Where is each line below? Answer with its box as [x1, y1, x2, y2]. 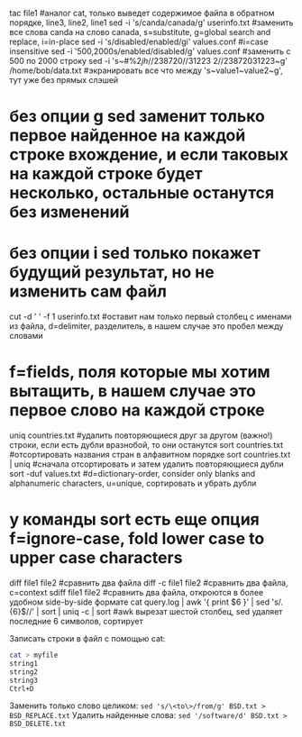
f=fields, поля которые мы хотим [9, 362, 270, 382]
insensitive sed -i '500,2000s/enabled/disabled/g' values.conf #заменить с [9, 46, 291, 57]
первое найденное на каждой [9, 125, 246, 146]
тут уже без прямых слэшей [9, 75, 119, 85]
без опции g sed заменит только [9, 106, 266, 127]
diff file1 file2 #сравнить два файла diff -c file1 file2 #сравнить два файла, [9, 578, 288, 588]
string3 [9, 676, 39, 685]
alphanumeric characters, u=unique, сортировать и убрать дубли [9, 478, 257, 489]
